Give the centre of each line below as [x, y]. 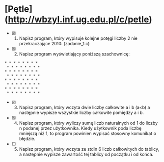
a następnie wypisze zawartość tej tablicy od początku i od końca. [86, 154]
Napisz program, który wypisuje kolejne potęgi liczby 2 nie [78, 38]
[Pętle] [19, 9]
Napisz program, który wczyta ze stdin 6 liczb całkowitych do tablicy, [89, 149]
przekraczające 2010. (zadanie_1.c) [54, 43]
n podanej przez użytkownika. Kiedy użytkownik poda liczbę [80, 128]
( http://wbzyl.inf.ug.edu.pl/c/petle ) [79, 19]
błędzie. [27, 138]
